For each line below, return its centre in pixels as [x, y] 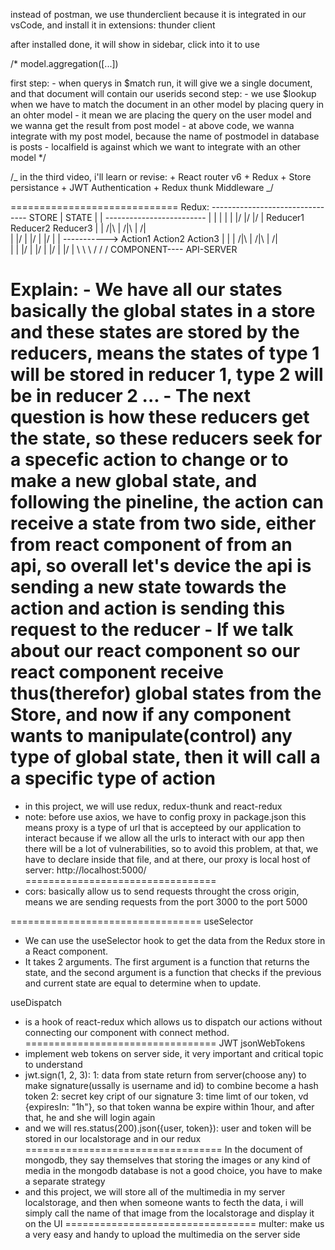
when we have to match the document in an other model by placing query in [167, 104]
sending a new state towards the [148, 587]
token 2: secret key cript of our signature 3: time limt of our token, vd [166, 1096]
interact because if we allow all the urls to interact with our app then [164, 838]
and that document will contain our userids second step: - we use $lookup [163, 93]
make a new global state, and [134, 481]
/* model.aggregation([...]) [64, 63]
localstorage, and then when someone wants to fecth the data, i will [164, 1202]
